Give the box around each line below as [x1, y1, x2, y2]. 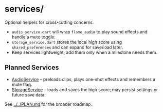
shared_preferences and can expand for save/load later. [11, 44, 124, 50]
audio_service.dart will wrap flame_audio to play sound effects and [11, 29, 148, 34]
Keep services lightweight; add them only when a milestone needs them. [11, 49, 158, 55]
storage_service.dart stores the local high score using [11, 39, 122, 45]
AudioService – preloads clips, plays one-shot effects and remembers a [11, 76, 156, 82]
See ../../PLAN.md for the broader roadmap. [4, 101, 92, 107]
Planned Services [4, 64, 59, 72]
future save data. [11, 92, 46, 97]
